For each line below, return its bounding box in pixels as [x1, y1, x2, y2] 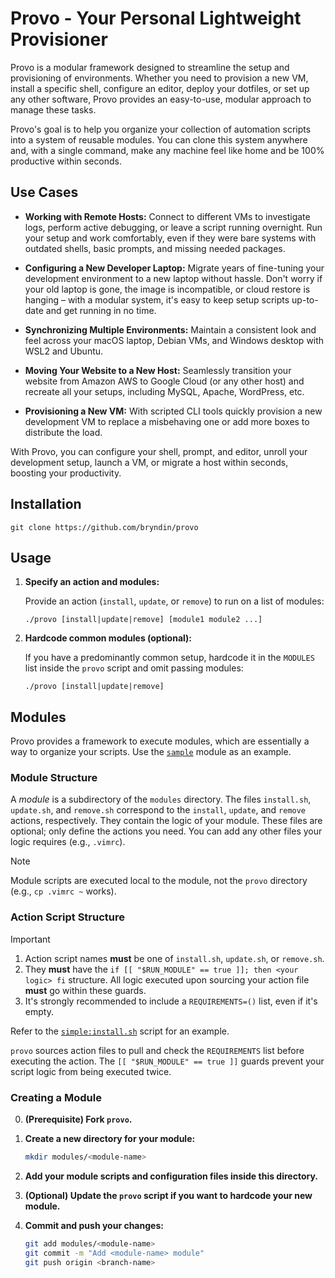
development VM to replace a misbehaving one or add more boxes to [24, 415, 310, 427]
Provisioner [10, 28, 108, 51]
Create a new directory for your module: [24, 1133, 196, 1145]
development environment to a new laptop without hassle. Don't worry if [24, 272, 323, 284]
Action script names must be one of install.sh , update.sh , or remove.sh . [24, 952, 325, 964]
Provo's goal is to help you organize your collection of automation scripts [10, 123, 312, 135]
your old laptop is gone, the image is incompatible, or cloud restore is [24, 283, 311, 295]
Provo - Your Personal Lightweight [10, 7, 302, 30]
